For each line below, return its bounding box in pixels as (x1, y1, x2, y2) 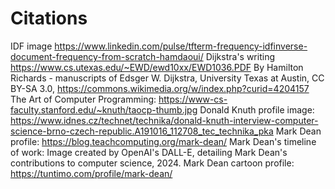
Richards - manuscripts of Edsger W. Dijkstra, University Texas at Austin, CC (10, 72, 325, 84)
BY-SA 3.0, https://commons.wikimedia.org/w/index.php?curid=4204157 (10, 82, 310, 94)
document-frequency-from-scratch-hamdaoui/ (10, 50, 204, 62)
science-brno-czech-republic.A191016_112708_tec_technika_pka (10, 125, 274, 137)
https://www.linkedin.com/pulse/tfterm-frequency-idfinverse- (54, 40, 308, 52)
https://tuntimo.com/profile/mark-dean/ (10, 167, 173, 179)
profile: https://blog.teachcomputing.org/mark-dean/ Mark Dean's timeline (10, 135, 317, 147)
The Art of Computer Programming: (10, 93, 157, 105)
